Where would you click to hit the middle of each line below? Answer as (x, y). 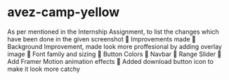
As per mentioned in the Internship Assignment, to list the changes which (113, 32)
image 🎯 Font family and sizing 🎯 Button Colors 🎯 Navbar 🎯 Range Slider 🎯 (115, 54)
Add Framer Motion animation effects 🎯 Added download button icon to (111, 61)
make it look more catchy (44, 69)
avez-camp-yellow (64, 12)
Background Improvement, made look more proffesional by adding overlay (115, 46)
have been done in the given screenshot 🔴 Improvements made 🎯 (102, 39)
